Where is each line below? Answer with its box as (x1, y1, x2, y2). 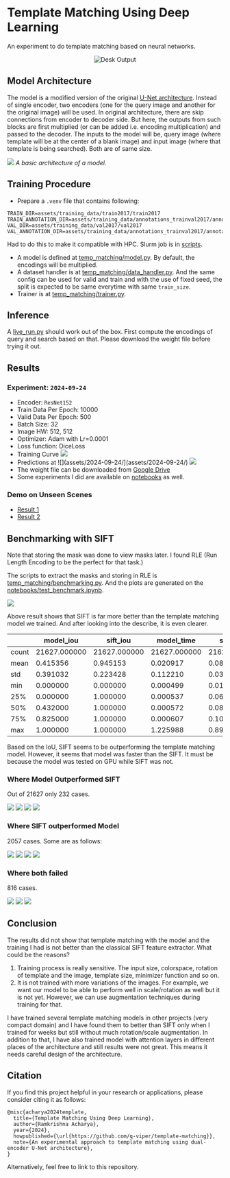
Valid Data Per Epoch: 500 (16, 413, 92, 421)
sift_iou (106, 636, 131, 645)
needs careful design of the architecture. (7, 1050, 123, 1058)
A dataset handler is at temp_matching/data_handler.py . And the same (16, 267, 216, 276)
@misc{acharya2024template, (7, 1109, 88, 1116)
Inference (7, 309, 49, 321)
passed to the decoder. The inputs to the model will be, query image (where (7, 130, 221, 138)
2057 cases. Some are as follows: (7, 837, 103, 845)
